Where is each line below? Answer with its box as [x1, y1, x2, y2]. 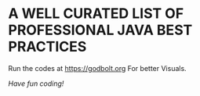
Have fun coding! [8, 79, 64, 88]
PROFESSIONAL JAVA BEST [8, 21, 193, 39]
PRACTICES [8, 38, 87, 55]
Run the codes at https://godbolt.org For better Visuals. [8, 63, 187, 73]
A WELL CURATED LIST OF [8, 5, 184, 23]
